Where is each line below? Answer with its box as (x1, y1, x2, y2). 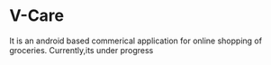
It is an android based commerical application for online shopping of (9, 35, 263, 46)
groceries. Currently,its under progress (9, 44, 154, 55)
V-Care (9, 5, 65, 26)
